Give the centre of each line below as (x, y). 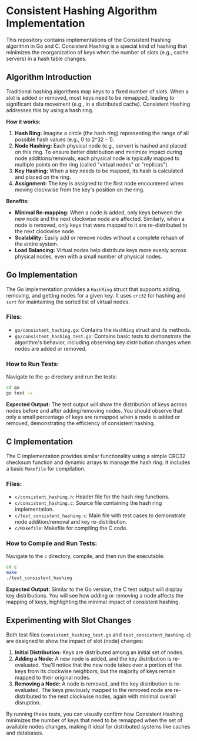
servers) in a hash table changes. (46, 58)
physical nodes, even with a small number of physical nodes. (89, 256)
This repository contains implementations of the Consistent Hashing (89, 40)
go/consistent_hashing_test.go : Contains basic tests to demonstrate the (103, 336)
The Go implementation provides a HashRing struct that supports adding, (94, 289)
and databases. (25, 733)
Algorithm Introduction (49, 77)
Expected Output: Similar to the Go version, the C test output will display (94, 589)
